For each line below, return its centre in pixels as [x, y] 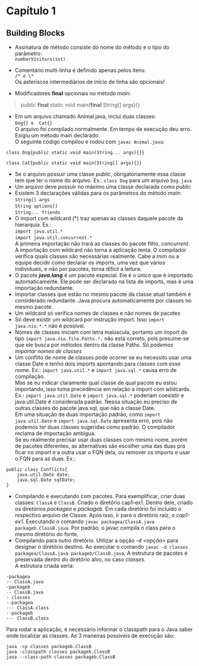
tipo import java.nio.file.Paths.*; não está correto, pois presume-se [102, 338]
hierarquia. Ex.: [33, 225]
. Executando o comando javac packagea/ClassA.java [89, 521]
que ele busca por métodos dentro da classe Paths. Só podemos [94, 345]
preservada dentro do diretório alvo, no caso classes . [80, 559]
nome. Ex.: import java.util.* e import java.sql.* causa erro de [96, 370]
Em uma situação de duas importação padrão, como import [87, 414]
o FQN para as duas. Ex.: [45, 459]
